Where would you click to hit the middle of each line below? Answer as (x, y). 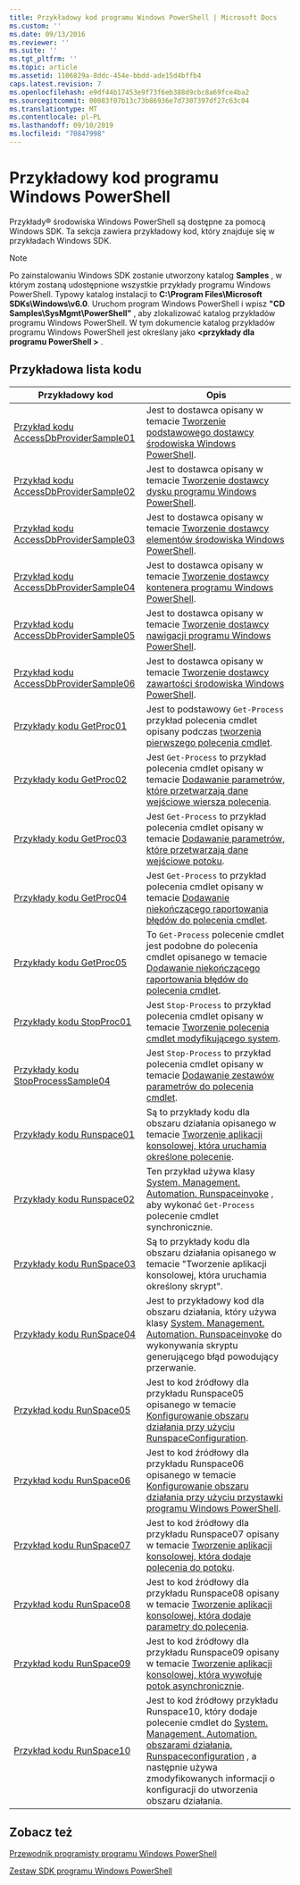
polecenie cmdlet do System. (207, 1722)
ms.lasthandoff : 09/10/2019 (62, 126)
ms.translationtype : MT (54, 109)
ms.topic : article (43, 68)
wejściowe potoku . (185, 861)
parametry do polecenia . (197, 1626)
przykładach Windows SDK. (60, 240)
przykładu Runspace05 (195, 1393)
